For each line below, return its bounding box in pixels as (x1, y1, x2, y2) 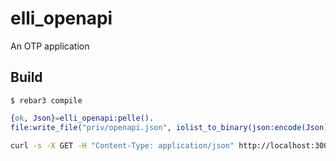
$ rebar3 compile (10, 95, 83, 106)
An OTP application (10, 40, 90, 52)
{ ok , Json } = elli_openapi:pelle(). (10, 113, 155, 123)
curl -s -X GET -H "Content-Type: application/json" (10, 140, 235, 151)
